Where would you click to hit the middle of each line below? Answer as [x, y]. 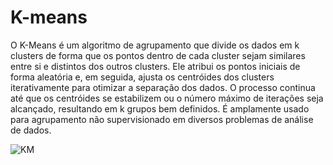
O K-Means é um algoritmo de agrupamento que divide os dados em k [155, 45]
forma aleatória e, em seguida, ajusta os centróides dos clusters [142, 77]
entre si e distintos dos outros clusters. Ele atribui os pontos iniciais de [155, 66]
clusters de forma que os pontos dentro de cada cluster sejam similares [158, 55]
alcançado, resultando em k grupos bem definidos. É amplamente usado [160, 108]
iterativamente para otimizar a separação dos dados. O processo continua [163, 87]
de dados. [31, 130]
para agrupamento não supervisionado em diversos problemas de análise [162, 119]
